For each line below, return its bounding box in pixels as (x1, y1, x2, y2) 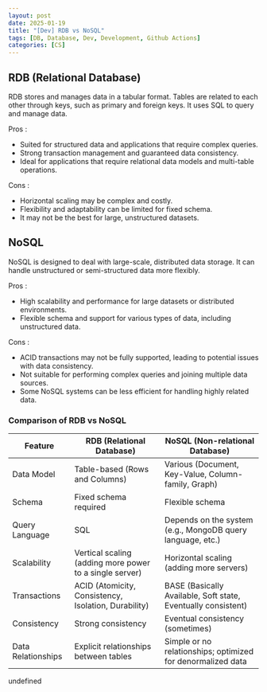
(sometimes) (164, 623, 212, 634)
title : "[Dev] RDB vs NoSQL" (8, 26, 105, 34)
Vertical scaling (74, 547, 133, 558)
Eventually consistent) (164, 600, 248, 612)
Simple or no (164, 636, 212, 647)
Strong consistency (74, 618, 147, 629)
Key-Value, (164, 469, 207, 480)
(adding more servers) (164, 562, 249, 573)
